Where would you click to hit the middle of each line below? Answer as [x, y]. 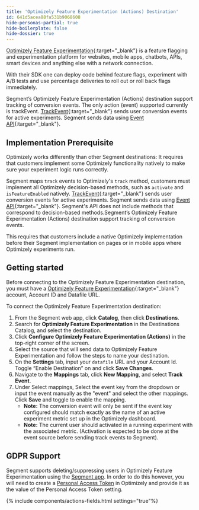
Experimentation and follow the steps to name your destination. [92, 355]
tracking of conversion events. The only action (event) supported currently [97, 105]
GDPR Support [33, 456]
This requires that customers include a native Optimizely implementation [94, 236]
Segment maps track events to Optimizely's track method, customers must [98, 181]
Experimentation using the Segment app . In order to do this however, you [95, 476]
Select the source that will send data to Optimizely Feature [86, 349]
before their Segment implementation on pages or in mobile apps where [94, 243]
